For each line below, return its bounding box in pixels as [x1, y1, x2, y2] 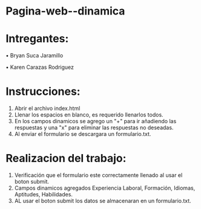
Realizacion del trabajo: [5, 152, 127, 166]
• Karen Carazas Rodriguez [5, 63, 74, 71]
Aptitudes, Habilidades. [14, 191, 73, 198]
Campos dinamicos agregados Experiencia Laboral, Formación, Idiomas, [14, 184, 196, 191]
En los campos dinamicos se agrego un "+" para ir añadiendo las [14, 118, 177, 125]
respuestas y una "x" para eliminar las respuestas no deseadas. [14, 124, 174, 131]
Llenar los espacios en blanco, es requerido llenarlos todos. [14, 111, 164, 118]
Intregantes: [5, 32, 69, 46]
